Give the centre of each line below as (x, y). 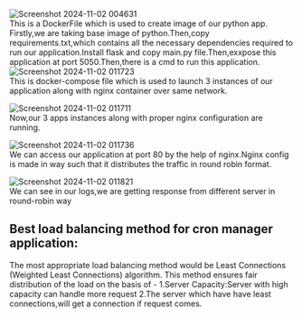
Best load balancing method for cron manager (142, 229)
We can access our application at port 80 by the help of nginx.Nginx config (149, 154)
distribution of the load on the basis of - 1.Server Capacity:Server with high (149, 284)
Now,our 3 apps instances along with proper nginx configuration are (137, 118)
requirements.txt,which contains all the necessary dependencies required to (151, 42)
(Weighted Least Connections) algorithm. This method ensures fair (133, 275)
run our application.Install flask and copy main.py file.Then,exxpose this (143, 52)
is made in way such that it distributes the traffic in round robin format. (141, 164)
